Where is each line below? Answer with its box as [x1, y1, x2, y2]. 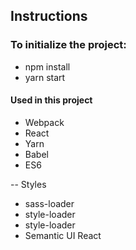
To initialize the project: [10, 38, 127, 52]
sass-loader [24, 197, 75, 209]
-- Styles [10, 178, 47, 190]
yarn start [24, 71, 66, 83]
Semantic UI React [24, 229, 102, 241]
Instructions [10, 8, 88, 25]
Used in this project [10, 94, 93, 106]
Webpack [24, 116, 65, 128]
